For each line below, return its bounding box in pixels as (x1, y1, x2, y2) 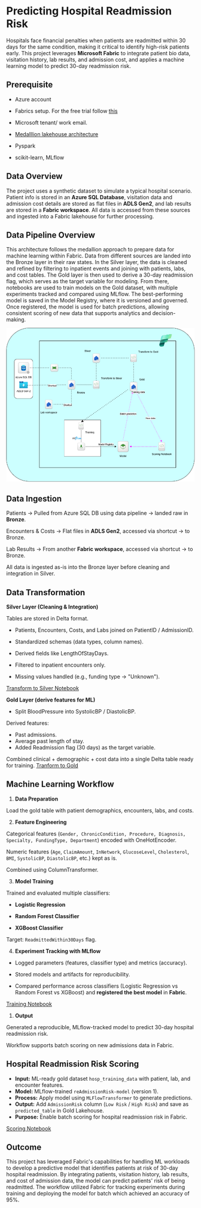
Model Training (14, 877, 54, 885)
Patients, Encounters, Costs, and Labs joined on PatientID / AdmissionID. (14, 627, 194, 634)
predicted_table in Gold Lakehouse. (14, 1107, 105, 1114)
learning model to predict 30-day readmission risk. (6, 62, 132, 70)
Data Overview (6, 171, 63, 181)
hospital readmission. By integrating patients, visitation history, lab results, (6, 1171, 190, 1178)
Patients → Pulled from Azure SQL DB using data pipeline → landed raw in (6, 509, 188, 517)
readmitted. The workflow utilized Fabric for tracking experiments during (6, 1183, 185, 1191)
